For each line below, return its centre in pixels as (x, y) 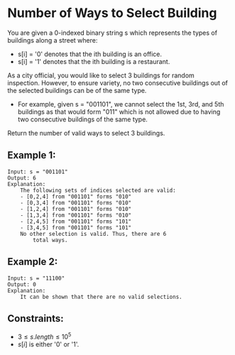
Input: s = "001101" (38, 172)
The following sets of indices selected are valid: (98, 190)
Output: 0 (22, 284)
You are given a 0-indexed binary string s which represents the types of (113, 33)
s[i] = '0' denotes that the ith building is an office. (89, 54)
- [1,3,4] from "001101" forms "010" (76, 215)
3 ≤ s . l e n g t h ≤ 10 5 (44, 337)
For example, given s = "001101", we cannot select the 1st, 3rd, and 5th (121, 104)
